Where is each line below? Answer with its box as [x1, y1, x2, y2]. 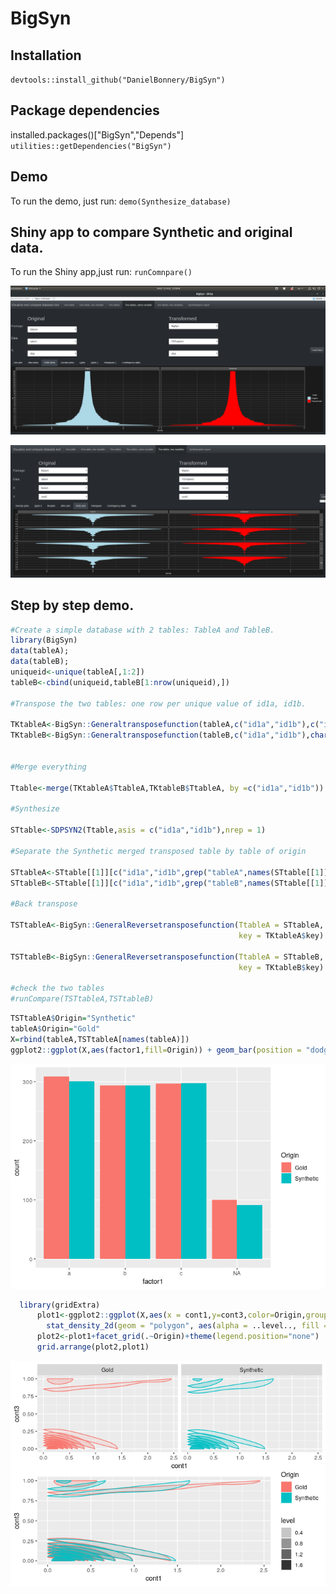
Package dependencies [10, 102, 160, 119]
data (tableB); [10, 657, 70, 667]
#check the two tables [10, 983, 105, 994]
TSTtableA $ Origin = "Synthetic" [10, 1013, 137, 1024]
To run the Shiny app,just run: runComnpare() [10, 266, 193, 278]
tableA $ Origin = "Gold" [10, 1023, 101, 1034]
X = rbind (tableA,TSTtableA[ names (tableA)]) [10, 1034, 190, 1044]
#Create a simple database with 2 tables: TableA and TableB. [10, 625, 275, 635]
